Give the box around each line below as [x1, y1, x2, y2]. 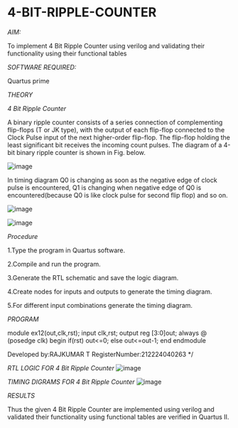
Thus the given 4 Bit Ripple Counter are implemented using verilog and [7, 405, 215, 413]
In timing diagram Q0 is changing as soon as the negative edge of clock [7, 176, 218, 184]
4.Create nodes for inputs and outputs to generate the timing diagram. [7, 287, 212, 296]
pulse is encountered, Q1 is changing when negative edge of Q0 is [7, 183, 202, 192]
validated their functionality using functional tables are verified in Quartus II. [7, 412, 229, 421]
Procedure [7, 232, 38, 240]
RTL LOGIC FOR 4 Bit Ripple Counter [7, 363, 115, 372]
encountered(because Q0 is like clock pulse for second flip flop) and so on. [7, 191, 228, 199]
